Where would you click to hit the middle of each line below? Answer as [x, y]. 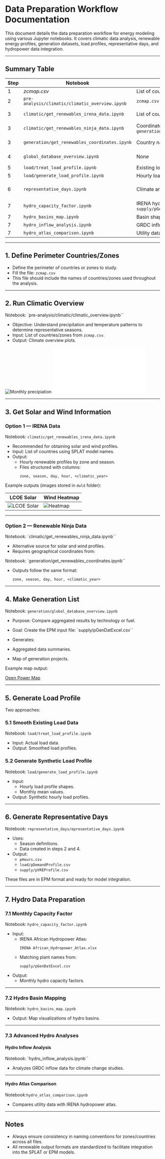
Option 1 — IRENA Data [33, 426]
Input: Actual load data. [36, 743]
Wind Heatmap [61, 498]
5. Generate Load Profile [43, 698]
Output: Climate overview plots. [44, 341]
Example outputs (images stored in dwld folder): [53, 485]
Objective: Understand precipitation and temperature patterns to [77, 325]
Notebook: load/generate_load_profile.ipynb [52, 772]
